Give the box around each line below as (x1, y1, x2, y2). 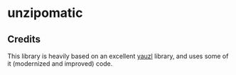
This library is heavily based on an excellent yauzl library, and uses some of (7, 52, 229, 60)
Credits (7, 33, 41, 45)
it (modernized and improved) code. (7, 59, 113, 68)
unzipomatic (7, 5, 83, 21)
